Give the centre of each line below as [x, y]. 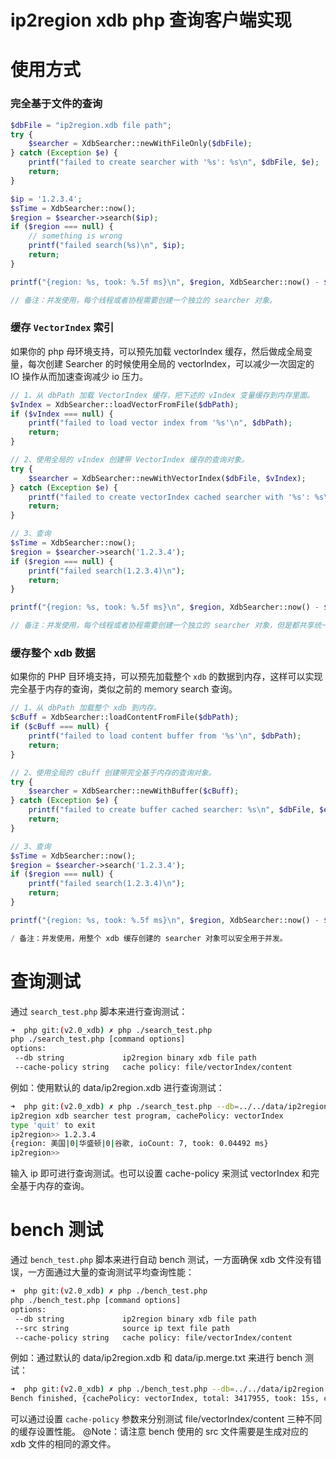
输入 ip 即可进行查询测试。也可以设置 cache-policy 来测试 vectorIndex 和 [160, 1173]
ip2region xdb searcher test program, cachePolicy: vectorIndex [147, 1116]
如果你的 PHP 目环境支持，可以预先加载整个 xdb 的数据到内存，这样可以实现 [166, 677]
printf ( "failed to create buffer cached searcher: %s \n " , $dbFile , [171, 810]
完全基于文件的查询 [56, 104]
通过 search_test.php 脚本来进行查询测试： [99, 1011]
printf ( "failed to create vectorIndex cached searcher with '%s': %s [176, 497]
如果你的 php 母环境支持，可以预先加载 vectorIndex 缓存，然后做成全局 [157, 351]
